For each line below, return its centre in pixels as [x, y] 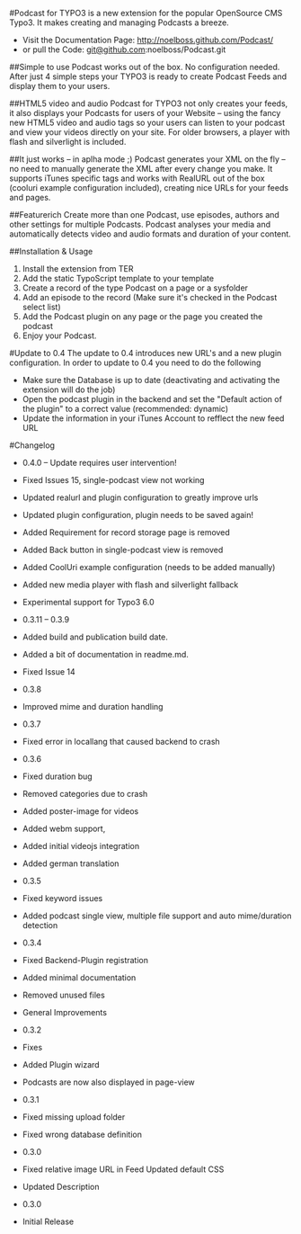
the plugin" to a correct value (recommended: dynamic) [125, 409]
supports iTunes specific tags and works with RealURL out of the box [137, 178]
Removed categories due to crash [85, 794]
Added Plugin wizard [61, 1064]
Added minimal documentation [79, 978]
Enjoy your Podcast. [59, 335]
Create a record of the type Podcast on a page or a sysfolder [135, 288]
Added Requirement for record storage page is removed [126, 532]
